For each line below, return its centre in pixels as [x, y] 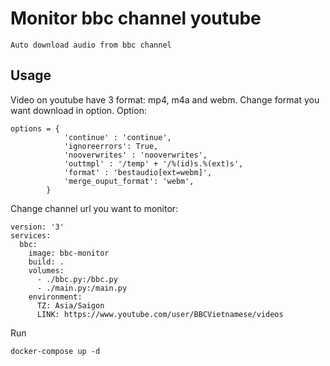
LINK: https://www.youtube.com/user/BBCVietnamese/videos [160, 314]
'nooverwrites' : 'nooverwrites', [135, 155]
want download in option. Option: [78, 110]
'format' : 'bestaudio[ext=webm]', [138, 172]
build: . [46, 262]
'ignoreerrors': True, [111, 146]
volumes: [46, 270]
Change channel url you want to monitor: [94, 208]
